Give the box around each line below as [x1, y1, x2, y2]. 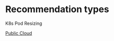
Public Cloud [5, 30, 32, 36]
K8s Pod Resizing [5, 20, 42, 26]
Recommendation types [5, 4, 109, 15]
